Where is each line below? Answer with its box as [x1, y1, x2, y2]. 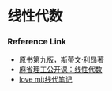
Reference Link [7, 36, 66, 47]
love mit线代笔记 [18, 74, 73, 84]
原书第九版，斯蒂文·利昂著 [18, 55, 104, 64]
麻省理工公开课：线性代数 [18, 65, 103, 74]
